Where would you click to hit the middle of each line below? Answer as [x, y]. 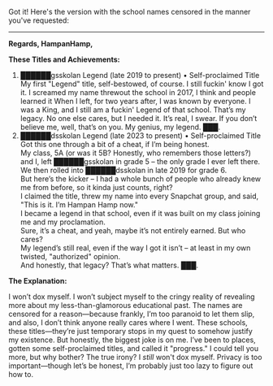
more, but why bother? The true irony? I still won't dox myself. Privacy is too [135, 357]
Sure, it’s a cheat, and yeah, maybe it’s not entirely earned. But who [133, 230]
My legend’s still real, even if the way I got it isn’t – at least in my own [135, 248]
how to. [21, 374]
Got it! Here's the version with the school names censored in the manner [130, 12]
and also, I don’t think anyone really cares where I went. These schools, [128, 323]
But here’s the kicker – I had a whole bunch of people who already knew [141, 179]
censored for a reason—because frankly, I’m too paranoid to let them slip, [132, 314]
